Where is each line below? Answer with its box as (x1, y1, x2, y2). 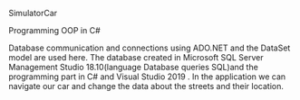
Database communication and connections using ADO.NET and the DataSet (8, 42, 291, 53)
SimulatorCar (8, 8, 58, 18)
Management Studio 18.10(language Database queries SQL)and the (8, 62, 259, 72)
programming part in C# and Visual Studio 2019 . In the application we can (8, 71, 286, 82)
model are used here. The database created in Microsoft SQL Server (8, 52, 264, 62)
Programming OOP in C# (8, 25, 101, 35)
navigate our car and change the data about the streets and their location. (8, 81, 285, 91)
